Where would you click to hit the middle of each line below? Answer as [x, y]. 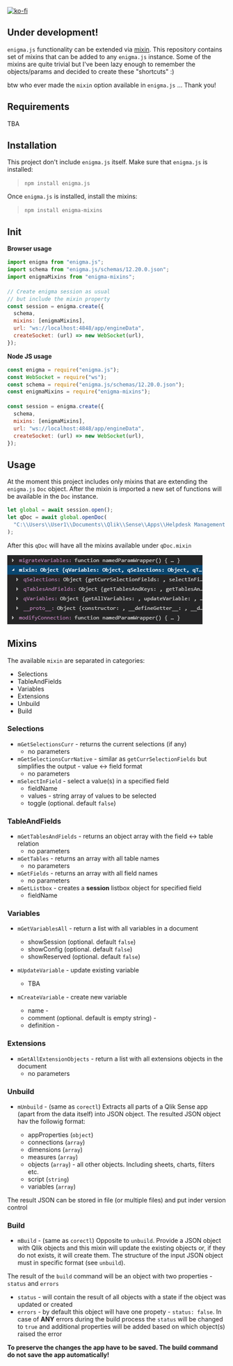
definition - [43, 1025]
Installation [32, 146]
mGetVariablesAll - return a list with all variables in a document [107, 929]
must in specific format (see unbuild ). [71, 1263]
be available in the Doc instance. [53, 497]
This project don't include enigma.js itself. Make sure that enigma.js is [107, 162]
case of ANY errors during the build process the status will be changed [120, 1319]
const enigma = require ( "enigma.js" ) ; [63, 370]
